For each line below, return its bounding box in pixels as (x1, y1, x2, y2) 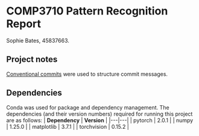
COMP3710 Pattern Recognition (6, 4, 168, 18)
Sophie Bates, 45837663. (6, 37, 69, 44)
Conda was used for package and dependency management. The (6, 104, 170, 111)
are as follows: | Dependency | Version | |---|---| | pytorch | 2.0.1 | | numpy (6, 116, 194, 124)
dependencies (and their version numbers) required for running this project (6, 110, 193, 117)
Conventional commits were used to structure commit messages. (6, 70, 168, 78)
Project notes (6, 54, 58, 64)
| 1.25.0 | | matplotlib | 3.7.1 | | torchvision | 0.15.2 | (6, 123, 130, 130)
